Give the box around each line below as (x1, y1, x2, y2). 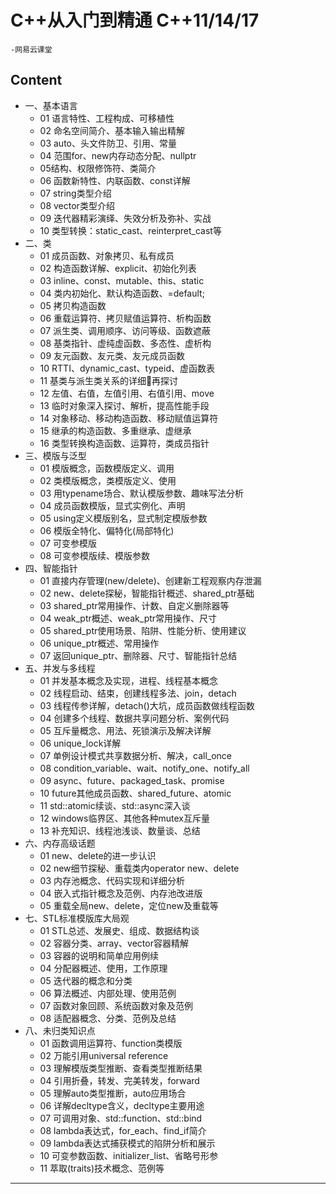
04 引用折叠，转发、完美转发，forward (39, 1074, 200, 1086)
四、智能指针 (24, 562, 78, 574)
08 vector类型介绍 (39, 199, 115, 211)
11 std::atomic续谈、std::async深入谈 (39, 799, 191, 811)
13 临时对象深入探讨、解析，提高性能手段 (39, 399, 210, 411)
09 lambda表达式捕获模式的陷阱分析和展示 (39, 1137, 216, 1149)
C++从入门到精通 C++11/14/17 (10, 9, 260, 32)
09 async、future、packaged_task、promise (39, 774, 225, 786)
